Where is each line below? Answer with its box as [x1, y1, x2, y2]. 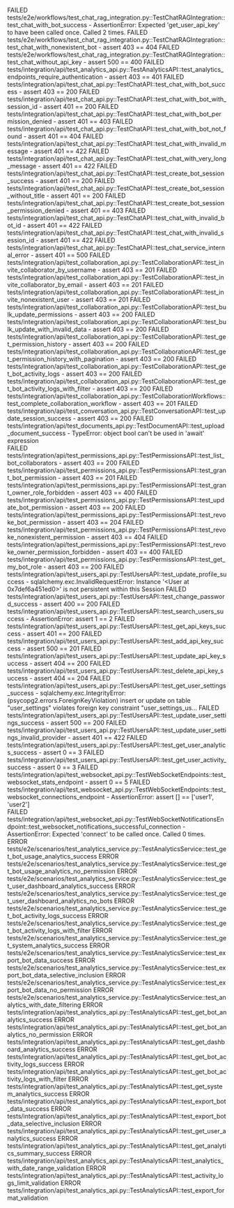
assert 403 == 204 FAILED [67, 518, 144, 526]
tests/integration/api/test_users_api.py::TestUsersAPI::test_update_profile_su [7, 570, 227, 578]
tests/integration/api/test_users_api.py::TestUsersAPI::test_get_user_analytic [7, 741, 226, 749]
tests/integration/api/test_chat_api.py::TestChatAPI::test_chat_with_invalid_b [7, 214, 225, 222]
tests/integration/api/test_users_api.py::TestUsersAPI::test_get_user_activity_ [7, 756, 227, 764]
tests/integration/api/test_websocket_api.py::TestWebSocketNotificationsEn [7, 815, 224, 823]
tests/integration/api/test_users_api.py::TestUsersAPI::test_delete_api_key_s [7, 667, 224, 675]
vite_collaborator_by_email [7, 281, 83, 289]
